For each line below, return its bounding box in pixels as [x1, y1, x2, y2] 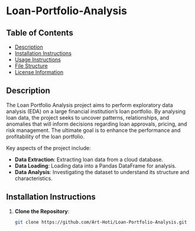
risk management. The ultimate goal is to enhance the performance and [6, 126, 181, 134]
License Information [14, 69, 64, 75]
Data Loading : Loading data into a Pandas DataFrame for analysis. [14, 162, 177, 169]
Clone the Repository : [14, 207, 70, 214]
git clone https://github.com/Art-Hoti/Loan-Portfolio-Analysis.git [14, 219, 187, 225]
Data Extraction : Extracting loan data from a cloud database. [14, 156, 164, 163]
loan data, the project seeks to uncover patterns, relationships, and [6, 114, 170, 121]
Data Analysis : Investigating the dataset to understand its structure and [14, 168, 190, 175]
